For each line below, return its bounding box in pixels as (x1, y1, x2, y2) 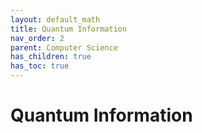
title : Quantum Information (10, 24, 128, 34)
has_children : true (10, 52, 92, 62)
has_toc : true (10, 61, 70, 71)
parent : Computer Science (10, 42, 118, 53)
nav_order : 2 (10, 33, 65, 43)
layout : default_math (10, 14, 101, 25)
